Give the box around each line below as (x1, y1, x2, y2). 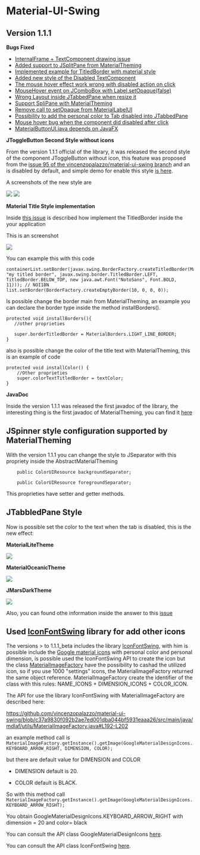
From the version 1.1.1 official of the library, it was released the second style (6, 148, 190, 155)
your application (6, 221, 46, 227)
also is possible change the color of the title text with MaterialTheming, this (6, 347, 190, 354)
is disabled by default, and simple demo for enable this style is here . (6, 167, 174, 174)
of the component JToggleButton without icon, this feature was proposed (6, 155, 186, 162)
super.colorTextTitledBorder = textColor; (17, 375, 124, 381)
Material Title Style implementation (6, 203, 95, 209)
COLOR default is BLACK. (14, 779, 77, 786)
